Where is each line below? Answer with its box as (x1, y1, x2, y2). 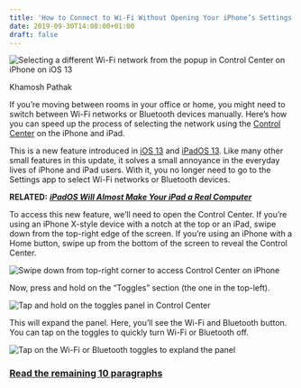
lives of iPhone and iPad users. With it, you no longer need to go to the (9, 164, 271, 176)
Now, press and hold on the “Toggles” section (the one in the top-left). (9, 282, 270, 293)
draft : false (9, 30, 59, 39)
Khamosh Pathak (9, 82, 73, 93)
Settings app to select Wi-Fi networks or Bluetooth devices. (9, 174, 231, 185)
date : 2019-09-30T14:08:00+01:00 (9, 22, 135, 31)
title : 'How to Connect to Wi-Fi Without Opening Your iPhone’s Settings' (9, 13, 296, 23)
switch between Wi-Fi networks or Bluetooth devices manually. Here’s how (9, 109, 287, 120)
